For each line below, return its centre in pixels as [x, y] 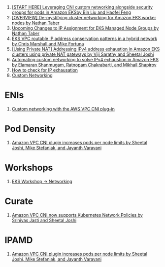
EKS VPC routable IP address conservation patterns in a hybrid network [84, 38]
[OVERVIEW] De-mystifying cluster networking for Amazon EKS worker [84, 18]
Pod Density [30, 129]
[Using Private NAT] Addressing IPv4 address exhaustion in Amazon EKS [86, 49]
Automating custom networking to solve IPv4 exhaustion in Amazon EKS [85, 59]
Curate [19, 201]
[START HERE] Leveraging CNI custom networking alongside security [82, 7]
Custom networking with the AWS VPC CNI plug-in [63, 109]
